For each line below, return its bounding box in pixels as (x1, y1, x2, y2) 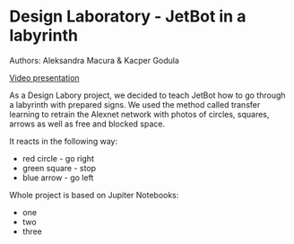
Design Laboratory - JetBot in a (9, 6, 246, 27)
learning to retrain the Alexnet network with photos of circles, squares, (9, 109, 270, 119)
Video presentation (9, 72, 80, 83)
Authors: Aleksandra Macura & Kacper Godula (9, 55, 179, 65)
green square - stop (22, 162, 97, 173)
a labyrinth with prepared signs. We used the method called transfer (9, 99, 261, 109)
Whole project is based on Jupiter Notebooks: (9, 189, 179, 200)
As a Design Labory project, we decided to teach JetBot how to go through (9, 90, 286, 100)
